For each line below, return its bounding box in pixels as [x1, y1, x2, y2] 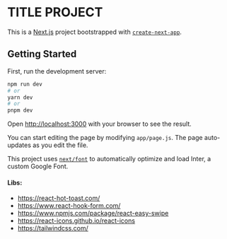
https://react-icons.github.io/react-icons [17, 216, 136, 225]
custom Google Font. [7, 162, 69, 170]
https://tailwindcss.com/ [17, 224, 88, 233]
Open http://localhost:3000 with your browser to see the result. [7, 119, 192, 128]
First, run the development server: [7, 66, 107, 75]
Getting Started [7, 48, 77, 60]
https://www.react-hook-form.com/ [17, 202, 121, 210]
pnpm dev [7, 107, 33, 114]
